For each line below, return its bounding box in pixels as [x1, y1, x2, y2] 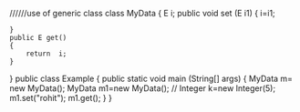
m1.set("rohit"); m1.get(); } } [9, 93, 112, 103]
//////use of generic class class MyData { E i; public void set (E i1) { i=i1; [9, 8, 275, 18]
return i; [26, 49, 67, 58]
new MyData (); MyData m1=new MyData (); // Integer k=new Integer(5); [9, 83, 276, 94]
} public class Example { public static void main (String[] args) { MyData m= [9, 73, 294, 84]
